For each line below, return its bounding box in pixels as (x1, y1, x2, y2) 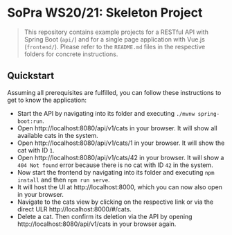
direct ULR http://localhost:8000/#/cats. (17, 204, 132, 213)
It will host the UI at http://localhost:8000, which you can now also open (17, 182, 223, 191)
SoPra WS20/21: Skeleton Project (7, 5, 203, 21)
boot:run (17, 118, 43, 125)
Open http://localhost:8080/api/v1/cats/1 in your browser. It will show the (17, 139, 225, 147)
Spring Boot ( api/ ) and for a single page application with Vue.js (24, 35, 206, 43)
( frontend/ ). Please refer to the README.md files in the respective (24, 42, 206, 51)
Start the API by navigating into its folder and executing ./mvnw (17, 109, 195, 117)
